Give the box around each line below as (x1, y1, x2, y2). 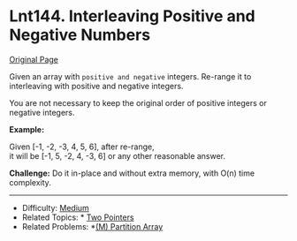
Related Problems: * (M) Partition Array (21, 221, 164, 231)
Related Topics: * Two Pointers (21, 212, 134, 222)
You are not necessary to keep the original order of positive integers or (9, 97, 267, 108)
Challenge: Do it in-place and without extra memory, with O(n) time (9, 168, 255, 178)
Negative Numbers (9, 25, 151, 45)
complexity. (9, 177, 51, 187)
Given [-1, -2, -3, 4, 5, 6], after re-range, (9, 141, 155, 152)
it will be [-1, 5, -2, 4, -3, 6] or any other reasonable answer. (9, 150, 226, 161)
